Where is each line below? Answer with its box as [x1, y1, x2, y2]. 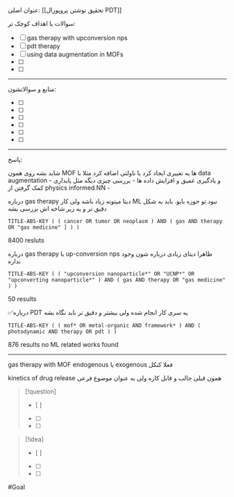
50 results [8, 295, 37, 303]
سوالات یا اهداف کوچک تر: [8, 19, 76, 27]
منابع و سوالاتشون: [8, 85, 56, 93]
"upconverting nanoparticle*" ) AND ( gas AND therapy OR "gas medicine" [8, 277, 226, 284]
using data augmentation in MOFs [26, 50, 124, 58]
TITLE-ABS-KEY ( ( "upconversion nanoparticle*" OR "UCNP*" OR [8, 270, 195, 277]
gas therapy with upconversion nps [26, 34, 128, 42]
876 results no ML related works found [8, 341, 119, 348]
